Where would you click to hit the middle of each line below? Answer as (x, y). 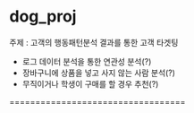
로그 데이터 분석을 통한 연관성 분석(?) (87, 61)
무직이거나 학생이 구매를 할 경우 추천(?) (90, 83)
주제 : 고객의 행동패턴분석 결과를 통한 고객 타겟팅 (94, 42)
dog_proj (43, 17)
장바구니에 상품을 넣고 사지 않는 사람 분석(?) (99, 73)
